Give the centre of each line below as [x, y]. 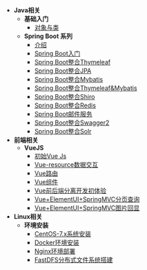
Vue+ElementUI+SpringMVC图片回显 [87, 208]
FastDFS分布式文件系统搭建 [73, 260]
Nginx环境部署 [55, 251]
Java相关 [27, 10]
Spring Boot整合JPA [63, 71]
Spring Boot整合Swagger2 [72, 123]
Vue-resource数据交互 [66, 164]
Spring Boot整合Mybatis [69, 79]
